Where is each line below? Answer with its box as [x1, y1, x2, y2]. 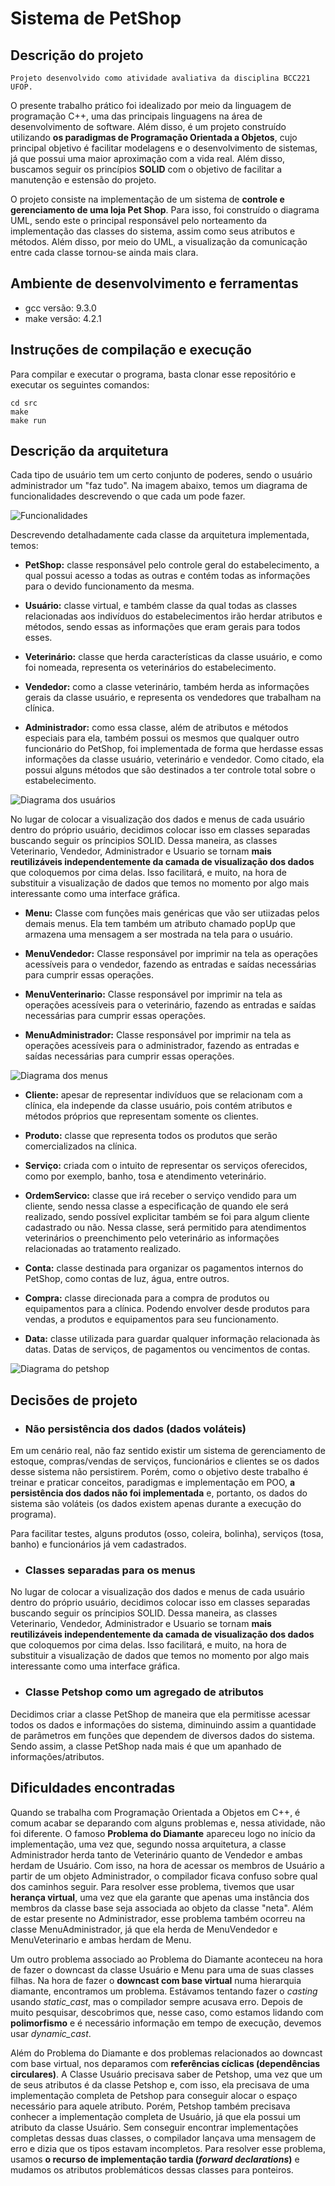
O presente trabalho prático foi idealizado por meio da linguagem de [10, 100, 292, 111]
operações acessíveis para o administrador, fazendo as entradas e [24, 1040, 300, 1052]
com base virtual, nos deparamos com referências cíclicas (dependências [10, 2057, 321, 2069]
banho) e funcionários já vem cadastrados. [10, 1538, 187, 1551]
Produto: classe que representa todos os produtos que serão [24, 1130, 278, 1142]
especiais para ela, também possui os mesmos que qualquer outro [24, 732, 300, 744]
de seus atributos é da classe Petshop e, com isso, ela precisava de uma [10, 2078, 310, 2091]
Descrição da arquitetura [10, 443, 169, 460]
